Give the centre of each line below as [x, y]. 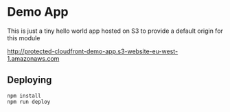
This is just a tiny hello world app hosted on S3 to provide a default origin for [115, 31]
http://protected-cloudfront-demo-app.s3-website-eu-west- [93, 51]
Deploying [30, 80]
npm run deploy [29, 102]
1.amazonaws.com [33, 58]
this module [24, 38]
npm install [24, 96]
